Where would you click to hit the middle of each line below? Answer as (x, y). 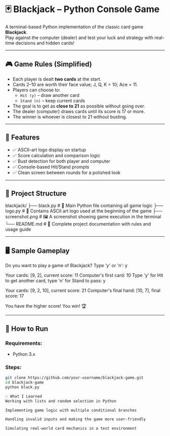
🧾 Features (23, 138)
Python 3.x (24, 354)
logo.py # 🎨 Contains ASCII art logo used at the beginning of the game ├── (84, 211)
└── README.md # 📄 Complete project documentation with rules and (78, 224)
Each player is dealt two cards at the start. (57, 79)
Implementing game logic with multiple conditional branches (71, 410)
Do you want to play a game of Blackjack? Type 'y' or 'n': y (67, 266)
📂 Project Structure (36, 193)
